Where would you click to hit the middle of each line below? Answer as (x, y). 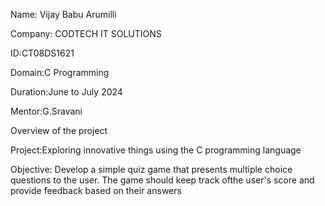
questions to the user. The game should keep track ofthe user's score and (162, 180)
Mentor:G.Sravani (46, 111)
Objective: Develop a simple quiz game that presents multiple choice (151, 169)
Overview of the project (59, 130)
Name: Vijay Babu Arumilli (63, 14)
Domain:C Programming (60, 72)
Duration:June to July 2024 (66, 92)
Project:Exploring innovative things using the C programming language (156, 150)
